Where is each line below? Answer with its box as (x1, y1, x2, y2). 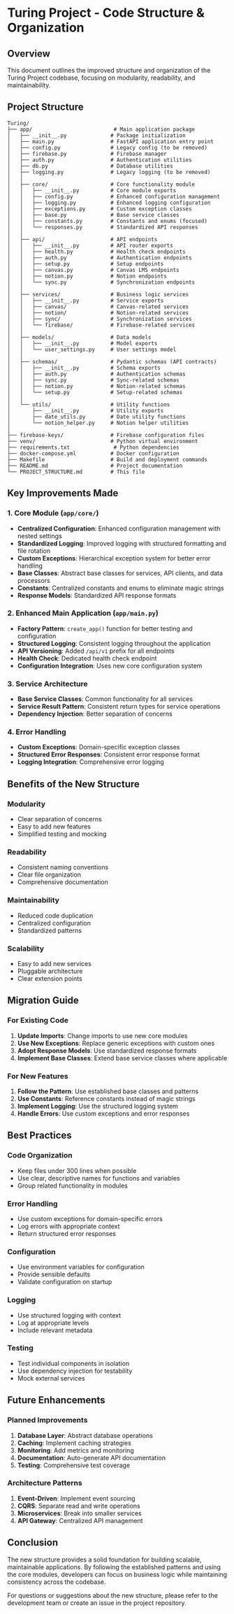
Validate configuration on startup (17, 1278, 112, 1286)
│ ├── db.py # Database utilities (7, 162, 173, 169)
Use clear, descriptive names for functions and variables (17, 1174, 180, 1182)
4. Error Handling (7, 727, 66, 737)
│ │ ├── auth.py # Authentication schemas (7, 370, 187, 377)
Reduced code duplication (17, 911, 94, 920)
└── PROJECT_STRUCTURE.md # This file (7, 468, 145, 475)
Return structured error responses (17, 1229, 117, 1238)
